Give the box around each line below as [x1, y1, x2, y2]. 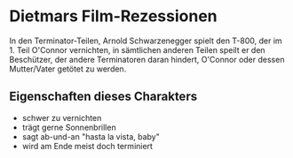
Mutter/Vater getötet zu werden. [9, 64, 127, 74]
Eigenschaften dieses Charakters [9, 89, 198, 104]
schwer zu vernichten [21, 112, 102, 123]
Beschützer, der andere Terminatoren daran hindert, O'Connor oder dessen [9, 54, 285, 64]
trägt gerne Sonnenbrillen [21, 122, 117, 132]
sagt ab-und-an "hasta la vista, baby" [21, 131, 160, 142]
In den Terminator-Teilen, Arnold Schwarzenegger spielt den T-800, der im [9, 35, 282, 46]
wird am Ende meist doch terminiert [21, 140, 154, 151]
